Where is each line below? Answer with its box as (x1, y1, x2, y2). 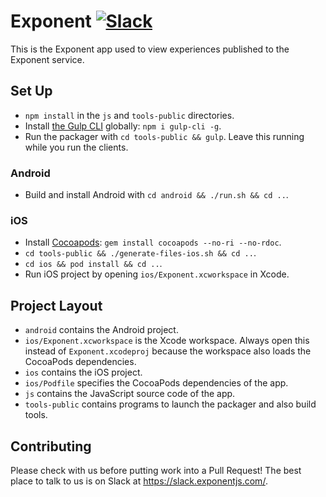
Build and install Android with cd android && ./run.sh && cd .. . (24, 189, 289, 201)
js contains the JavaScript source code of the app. (24, 388, 236, 400)
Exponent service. (10, 53, 85, 65)
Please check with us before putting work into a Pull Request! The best (10, 464, 302, 476)
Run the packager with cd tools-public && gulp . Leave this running (24, 130, 305, 142)
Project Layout (10, 297, 103, 314)
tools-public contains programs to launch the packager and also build (24, 398, 317, 410)
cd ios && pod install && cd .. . (24, 258, 163, 270)
